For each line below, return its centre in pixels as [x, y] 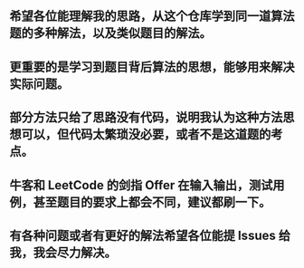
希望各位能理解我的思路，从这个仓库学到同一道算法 [152, 16]
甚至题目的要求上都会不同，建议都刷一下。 [152, 202]
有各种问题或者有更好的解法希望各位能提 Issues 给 [150, 235]
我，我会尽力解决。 [63, 252]
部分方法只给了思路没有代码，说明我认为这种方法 [146, 117]
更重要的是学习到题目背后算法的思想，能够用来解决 [152, 67]
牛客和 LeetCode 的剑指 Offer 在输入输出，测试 [141, 185]
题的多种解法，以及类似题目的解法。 [110, 33]
